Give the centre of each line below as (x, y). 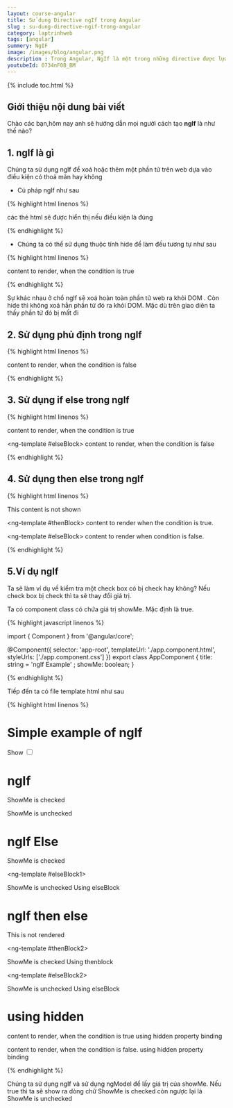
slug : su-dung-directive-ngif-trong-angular (74, 26)
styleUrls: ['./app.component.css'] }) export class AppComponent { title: (110, 656)
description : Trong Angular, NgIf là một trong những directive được (111, 59)
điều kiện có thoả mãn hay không (55, 177)
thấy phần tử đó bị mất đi (43, 313)
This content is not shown (44, 509)
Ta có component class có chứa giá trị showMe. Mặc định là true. (101, 609)
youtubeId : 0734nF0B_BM (42, 65)
